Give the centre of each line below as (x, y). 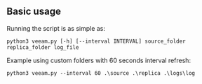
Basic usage (34, 12)
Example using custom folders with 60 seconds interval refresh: (99, 60)
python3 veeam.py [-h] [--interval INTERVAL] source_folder (96, 41)
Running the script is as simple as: (56, 28)
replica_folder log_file (43, 47)
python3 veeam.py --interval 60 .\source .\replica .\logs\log (101, 73)
